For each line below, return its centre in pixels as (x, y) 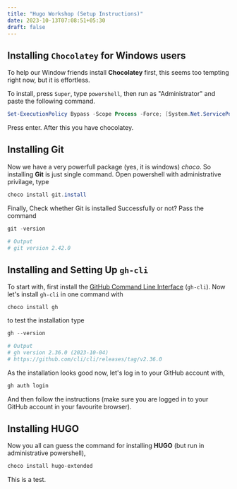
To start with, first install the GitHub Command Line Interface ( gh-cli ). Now (116, 287)
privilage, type (28, 181)
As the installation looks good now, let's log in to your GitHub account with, (116, 373)
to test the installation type (46, 320)
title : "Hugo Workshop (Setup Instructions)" (75, 14)
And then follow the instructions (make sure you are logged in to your (108, 399)
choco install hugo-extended (50, 466)
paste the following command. (51, 101)
